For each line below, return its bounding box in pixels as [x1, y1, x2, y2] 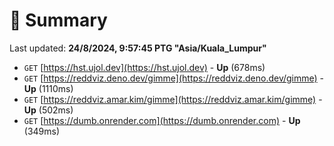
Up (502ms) [23, 104, 74, 116]
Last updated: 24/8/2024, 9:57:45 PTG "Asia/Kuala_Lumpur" [9, 42, 267, 54]
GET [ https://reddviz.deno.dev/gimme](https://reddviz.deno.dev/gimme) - [23, 72, 325, 84]
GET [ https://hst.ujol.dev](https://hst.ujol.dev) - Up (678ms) [23, 61, 266, 73]
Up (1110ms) [23, 82, 74, 94]
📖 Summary [9, 9, 108, 32]
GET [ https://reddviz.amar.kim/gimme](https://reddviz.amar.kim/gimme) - [23, 93, 323, 105]
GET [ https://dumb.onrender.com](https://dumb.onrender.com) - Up [23, 114, 301, 126]
